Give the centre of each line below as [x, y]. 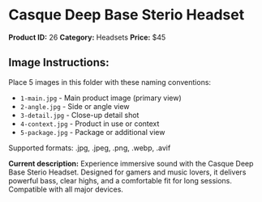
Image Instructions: [59, 63]
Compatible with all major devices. [66, 189]
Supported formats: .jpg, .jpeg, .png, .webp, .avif [90, 148]
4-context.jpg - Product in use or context [90, 124]
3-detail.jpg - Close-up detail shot [79, 115]
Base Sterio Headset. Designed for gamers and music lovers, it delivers [127, 172]
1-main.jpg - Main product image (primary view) [101, 98]
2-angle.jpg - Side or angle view [75, 106]
